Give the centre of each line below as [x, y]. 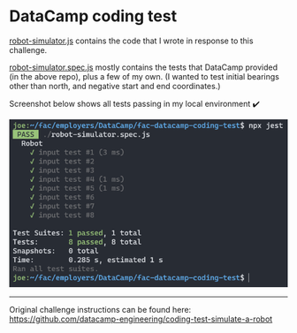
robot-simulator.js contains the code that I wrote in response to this [131, 41]
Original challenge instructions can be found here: [100, 310]
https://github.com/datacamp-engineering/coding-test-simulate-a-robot [141, 319]
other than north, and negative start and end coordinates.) [115, 86]
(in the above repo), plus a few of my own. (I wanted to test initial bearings [145, 76]
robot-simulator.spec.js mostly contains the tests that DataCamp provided [144, 67]
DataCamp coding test [93, 16]
